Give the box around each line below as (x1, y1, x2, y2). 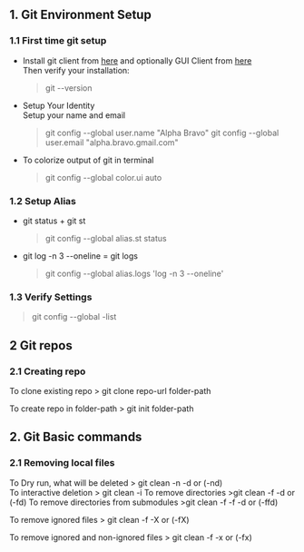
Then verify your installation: (22, 64, 130, 75)
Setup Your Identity (22, 100, 95, 111)
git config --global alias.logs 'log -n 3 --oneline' (44, 268, 224, 279)
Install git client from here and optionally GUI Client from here (22, 54, 252, 66)
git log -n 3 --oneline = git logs (22, 250, 139, 261)
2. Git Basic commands (9, 429, 142, 445)
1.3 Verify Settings (9, 291, 93, 303)
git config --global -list (31, 311, 117, 322)
